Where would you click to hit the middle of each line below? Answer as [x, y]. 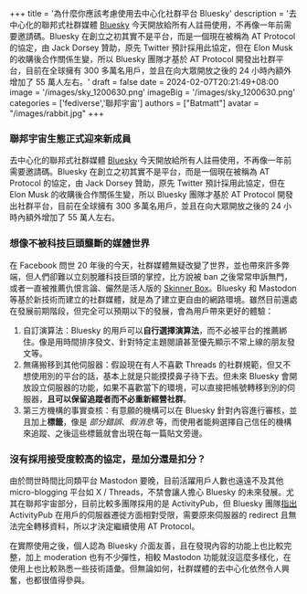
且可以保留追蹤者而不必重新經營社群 [115, 398]
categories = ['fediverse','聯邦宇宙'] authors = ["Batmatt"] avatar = [134, 103]
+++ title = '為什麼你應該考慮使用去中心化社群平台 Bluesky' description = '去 [153, 13]
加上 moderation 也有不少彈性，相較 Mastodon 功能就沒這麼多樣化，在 [158, 557]
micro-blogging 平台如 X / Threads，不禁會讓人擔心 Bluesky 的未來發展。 [148, 492]
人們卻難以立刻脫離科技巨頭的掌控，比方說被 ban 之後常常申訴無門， [163, 276]
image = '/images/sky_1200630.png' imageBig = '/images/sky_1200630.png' [152, 92]
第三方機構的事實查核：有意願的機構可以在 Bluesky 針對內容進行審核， [156, 410]
